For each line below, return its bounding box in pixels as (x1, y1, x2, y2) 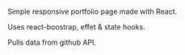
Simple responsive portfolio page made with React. (7, 7, 178, 16)
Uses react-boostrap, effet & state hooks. (7, 22, 146, 31)
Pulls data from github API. (7, 37, 97, 47)
